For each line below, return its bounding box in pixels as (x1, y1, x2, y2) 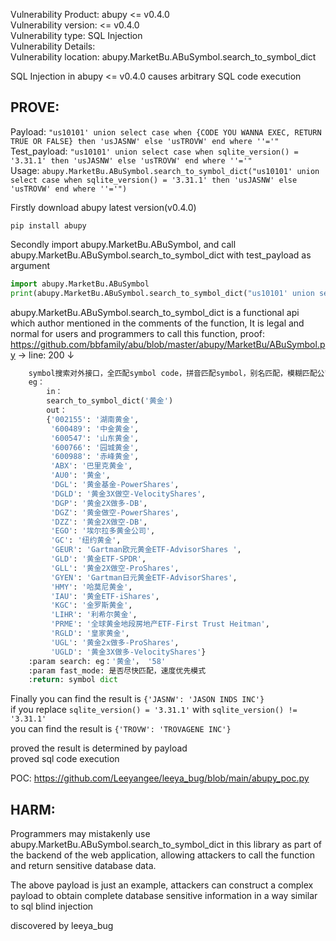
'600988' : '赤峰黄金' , (50, 452, 140, 462)
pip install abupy (10, 220, 87, 231)
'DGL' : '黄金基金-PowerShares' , (50, 480, 180, 490)
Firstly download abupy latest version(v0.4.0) (10, 201, 197, 213)
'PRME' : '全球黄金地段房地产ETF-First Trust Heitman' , (50, 619, 270, 629)
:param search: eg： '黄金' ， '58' (28, 656, 167, 666)
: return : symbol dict (28, 675, 118, 685)
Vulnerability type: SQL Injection (10, 30, 143, 41)
